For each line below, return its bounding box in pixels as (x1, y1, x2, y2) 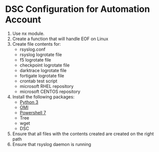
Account (5, 14, 41, 25)
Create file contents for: (12, 41, 61, 47)
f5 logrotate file (19, 57, 51, 63)
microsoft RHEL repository (19, 83, 74, 89)
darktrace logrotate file (19, 67, 67, 73)
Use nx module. (12, 30, 45, 36)
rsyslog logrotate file (19, 51, 62, 58)
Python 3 (19, 99, 39, 105)
